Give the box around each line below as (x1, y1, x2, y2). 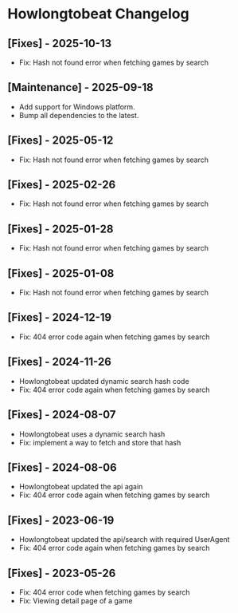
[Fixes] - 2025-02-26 (7, 178, 116, 192)
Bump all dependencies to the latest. (18, 110, 139, 120)
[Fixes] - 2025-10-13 (7, 37, 112, 50)
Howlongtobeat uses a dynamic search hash (18, 429, 166, 439)
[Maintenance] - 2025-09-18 (7, 81, 154, 94)
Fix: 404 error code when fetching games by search (18, 587, 190, 597)
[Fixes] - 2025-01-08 (7, 267, 115, 280)
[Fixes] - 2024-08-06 (7, 461, 117, 474)
